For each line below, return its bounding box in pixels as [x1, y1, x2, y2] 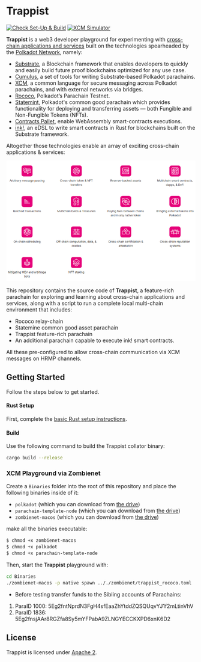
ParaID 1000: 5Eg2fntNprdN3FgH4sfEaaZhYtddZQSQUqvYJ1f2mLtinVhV [14, 602, 194, 610]
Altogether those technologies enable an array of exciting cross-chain [6, 142, 179, 149]
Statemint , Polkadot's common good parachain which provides [14, 98, 170, 106]
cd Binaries [6, 573, 36, 580]
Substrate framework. [14, 130, 69, 138]
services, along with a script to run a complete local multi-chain [6, 299, 164, 307]
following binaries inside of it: [6, 489, 79, 497]
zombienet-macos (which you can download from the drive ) [14, 513, 159, 521]
